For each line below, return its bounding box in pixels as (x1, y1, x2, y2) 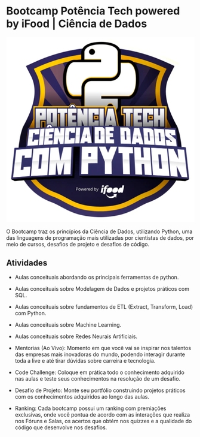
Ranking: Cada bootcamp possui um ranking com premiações (14, 405, 167, 412)
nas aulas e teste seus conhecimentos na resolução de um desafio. (14, 375, 181, 382)
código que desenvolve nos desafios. (14, 424, 107, 431)
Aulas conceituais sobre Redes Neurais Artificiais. (14, 333, 138, 340)
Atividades (6, 258, 48, 268)
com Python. (14, 310, 47, 317)
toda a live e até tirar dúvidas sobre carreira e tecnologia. (14, 357, 156, 364)
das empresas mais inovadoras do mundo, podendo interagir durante (14, 351, 186, 358)
